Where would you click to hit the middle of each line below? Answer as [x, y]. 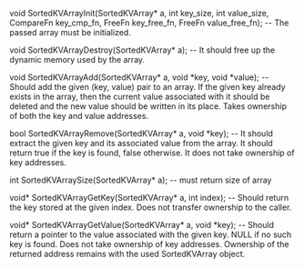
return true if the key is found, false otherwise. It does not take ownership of [152, 153]
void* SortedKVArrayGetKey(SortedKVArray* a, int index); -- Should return [149, 198]
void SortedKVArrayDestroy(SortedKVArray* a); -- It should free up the [142, 50]
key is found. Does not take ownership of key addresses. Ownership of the [149, 244]
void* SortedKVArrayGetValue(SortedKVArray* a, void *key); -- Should [142, 225]
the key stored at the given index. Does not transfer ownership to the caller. [151, 207]
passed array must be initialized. [71, 32]
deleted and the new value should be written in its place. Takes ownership [148, 106]
